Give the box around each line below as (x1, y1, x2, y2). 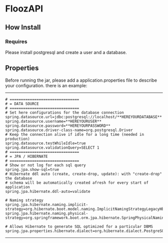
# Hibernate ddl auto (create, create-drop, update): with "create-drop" (5, 171, 162, 176)
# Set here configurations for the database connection (5, 110, 124, 115)
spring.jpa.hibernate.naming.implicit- (5, 202, 88, 207)
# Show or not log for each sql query (5, 162, 86, 168)
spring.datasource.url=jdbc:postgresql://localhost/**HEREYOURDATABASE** (5, 114, 162, 119)
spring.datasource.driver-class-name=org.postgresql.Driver (5, 127, 133, 133)
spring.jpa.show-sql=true (5, 167, 59, 172)
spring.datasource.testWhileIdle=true (5, 141, 86, 146)
